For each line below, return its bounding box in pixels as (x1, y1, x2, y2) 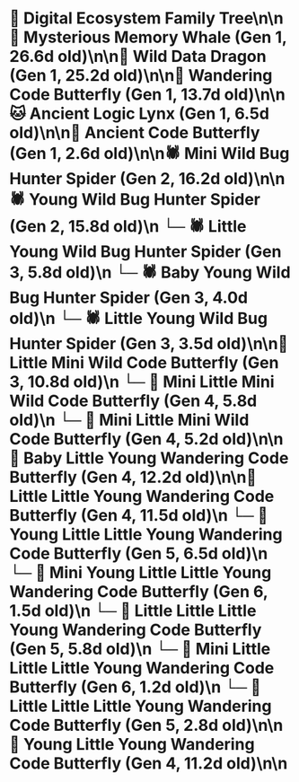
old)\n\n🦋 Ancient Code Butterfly (9, 123, 260, 143)
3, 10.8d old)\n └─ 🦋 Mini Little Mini (9, 372, 276, 392)
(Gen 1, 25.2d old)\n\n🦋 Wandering (9, 66, 273, 86)
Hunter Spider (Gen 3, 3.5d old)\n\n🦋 (9, 334, 289, 354)
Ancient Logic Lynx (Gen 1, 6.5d (29, 103, 269, 124)
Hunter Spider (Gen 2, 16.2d (9, 169, 221, 189)
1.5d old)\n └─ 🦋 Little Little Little (9, 601, 257, 621)
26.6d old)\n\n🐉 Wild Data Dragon (9, 47, 267, 66)
